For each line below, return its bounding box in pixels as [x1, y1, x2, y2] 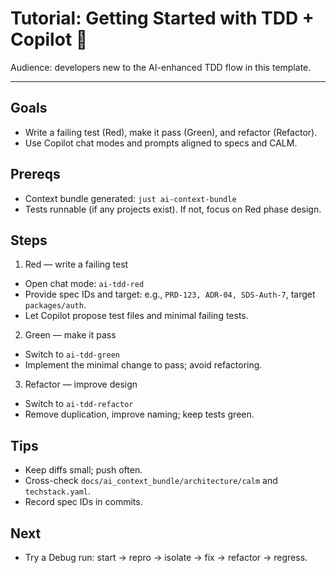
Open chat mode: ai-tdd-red [24, 278, 145, 290]
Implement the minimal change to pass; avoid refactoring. [24, 359, 263, 371]
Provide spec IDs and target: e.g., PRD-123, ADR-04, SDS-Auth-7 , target [24, 288, 316, 301]
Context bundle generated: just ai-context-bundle [24, 192, 237, 204]
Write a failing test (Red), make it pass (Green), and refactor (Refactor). [24, 126, 318, 138]
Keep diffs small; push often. [24, 464, 143, 476]
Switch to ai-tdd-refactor [24, 398, 134, 410]
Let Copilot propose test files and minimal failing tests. [24, 310, 249, 322]
